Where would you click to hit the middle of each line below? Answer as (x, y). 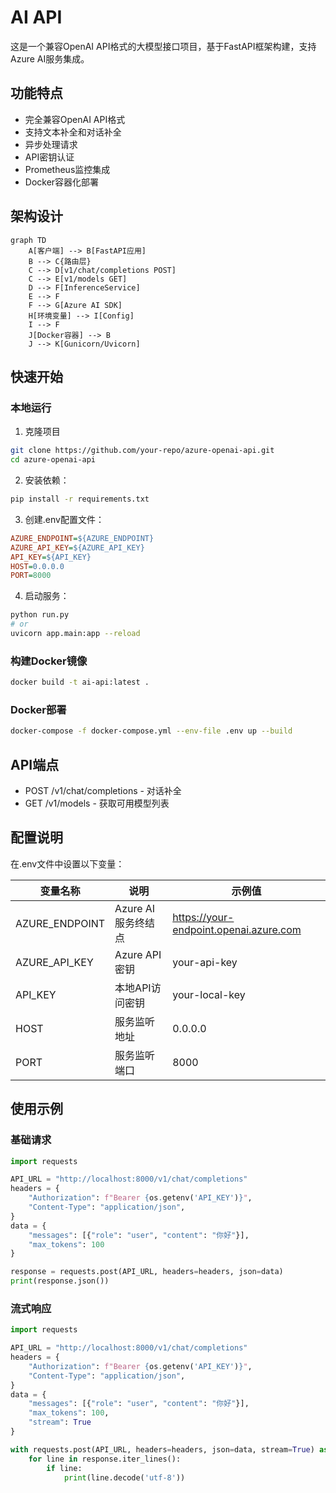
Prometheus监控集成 (67, 169)
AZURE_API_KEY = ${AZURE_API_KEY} (77, 547)
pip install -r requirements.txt (80, 499)
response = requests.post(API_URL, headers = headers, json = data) (147, 1272)
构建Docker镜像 (49, 661)
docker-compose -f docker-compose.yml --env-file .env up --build (151, 731)
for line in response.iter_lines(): (105, 1459)
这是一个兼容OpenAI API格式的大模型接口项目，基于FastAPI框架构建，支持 (163, 46)
